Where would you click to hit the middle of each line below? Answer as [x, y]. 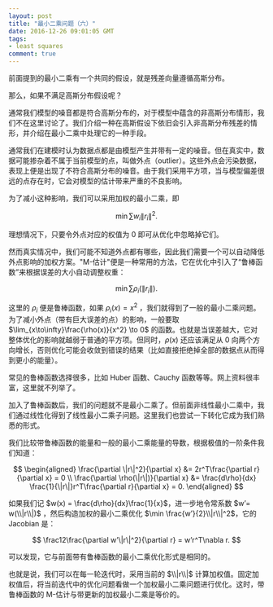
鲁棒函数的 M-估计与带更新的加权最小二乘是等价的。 [96, 594]
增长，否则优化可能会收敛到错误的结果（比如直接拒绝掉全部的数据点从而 [136, 350]
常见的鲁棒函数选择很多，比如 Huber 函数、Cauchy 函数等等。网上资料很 [131, 377]
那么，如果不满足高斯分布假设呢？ [65, 95]
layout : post [30, 16]
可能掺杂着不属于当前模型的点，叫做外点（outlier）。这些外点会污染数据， [138, 161]
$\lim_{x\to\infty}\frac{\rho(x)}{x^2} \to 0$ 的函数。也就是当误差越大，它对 [133, 329]
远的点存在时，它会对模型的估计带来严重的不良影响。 [97, 181]
